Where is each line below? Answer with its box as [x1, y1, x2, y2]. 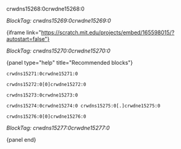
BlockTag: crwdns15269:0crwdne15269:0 [6, 17, 112, 24]
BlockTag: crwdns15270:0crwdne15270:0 [6, 47, 110, 54]
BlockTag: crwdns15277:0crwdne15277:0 [6, 125, 110, 131]
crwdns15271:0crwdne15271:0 [6, 71, 79, 77]
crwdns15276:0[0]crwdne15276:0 [6, 114, 87, 120]
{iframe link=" [6, 29, 42, 36]
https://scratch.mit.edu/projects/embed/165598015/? [40, 29, 175, 36]
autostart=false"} [6, 35, 50, 42]
